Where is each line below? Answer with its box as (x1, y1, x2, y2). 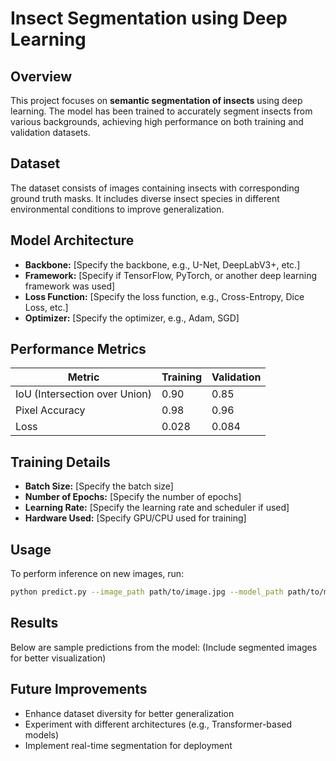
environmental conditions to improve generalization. (10, 203, 225, 215)
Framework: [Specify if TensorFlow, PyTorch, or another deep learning (24, 269, 318, 281)
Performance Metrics (10, 341, 147, 358)
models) (24, 728, 60, 741)
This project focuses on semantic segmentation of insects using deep (10, 95, 303, 106)
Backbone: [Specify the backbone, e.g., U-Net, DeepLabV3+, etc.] (24, 258, 301, 271)
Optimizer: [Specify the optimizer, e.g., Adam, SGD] (24, 312, 240, 324)
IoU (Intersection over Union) (15, 387, 153, 401)
